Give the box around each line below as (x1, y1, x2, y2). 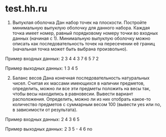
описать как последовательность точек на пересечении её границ (12, 40, 155, 46)
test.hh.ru (5, 3, 47, 14)
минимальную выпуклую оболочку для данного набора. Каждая (12, 24, 150, 30)
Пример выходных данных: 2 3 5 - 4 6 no (5, 126, 93, 132)
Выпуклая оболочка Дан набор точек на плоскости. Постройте (12, 19, 147, 25)
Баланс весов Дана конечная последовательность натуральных (12, 75, 150, 81)
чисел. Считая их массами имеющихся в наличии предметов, (12, 80, 145, 86)
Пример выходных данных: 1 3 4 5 (5, 65, 78, 71)
